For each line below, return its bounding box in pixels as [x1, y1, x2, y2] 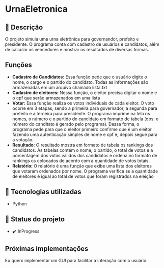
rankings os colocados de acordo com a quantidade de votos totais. [12, 158, 150, 164]
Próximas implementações [5, 244, 88, 253]
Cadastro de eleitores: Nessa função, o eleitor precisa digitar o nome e [12, 90, 157, 96]
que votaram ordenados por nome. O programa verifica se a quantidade [12, 168, 158, 174]
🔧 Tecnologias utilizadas [5, 188, 82, 196]
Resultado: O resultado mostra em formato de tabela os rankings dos [12, 142, 153, 148]
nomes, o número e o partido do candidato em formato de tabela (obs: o [12, 116, 159, 122]
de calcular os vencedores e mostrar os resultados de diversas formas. [5, 47, 149, 52]
